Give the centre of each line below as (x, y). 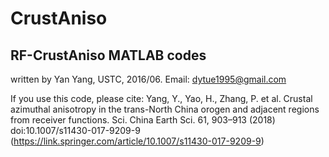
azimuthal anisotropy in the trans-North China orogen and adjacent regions (165, 109)
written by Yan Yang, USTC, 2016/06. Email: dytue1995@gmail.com (148, 79)
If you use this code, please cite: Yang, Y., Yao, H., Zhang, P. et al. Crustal (161, 98)
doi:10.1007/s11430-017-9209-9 (75, 130)
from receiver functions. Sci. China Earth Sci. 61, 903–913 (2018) (143, 120)
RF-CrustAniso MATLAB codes (108, 55)
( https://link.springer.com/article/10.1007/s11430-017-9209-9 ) (137, 141)
